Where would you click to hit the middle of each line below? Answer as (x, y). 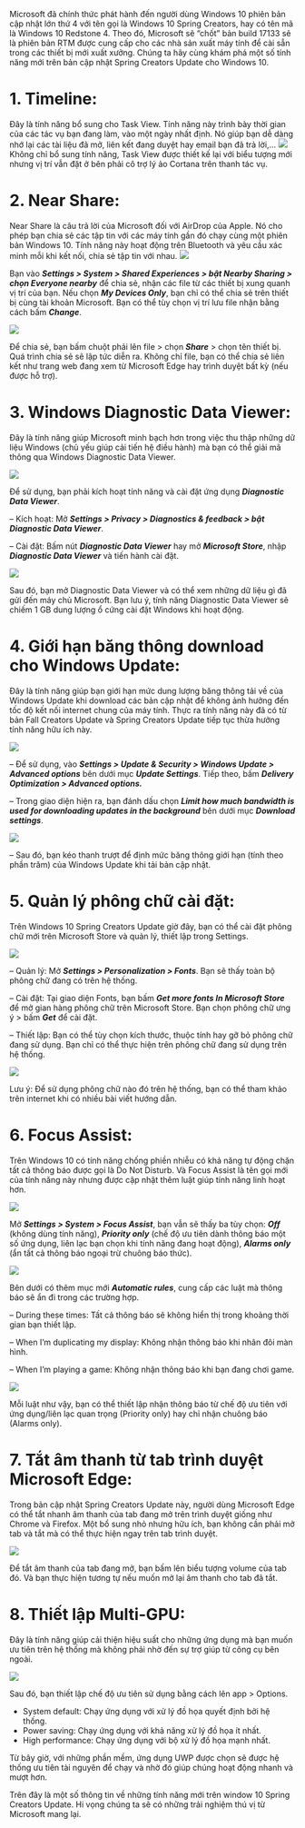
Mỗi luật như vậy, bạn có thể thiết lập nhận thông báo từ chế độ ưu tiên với (148, 1404)
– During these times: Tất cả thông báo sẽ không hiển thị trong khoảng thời (149, 1315)
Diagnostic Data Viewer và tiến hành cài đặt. (94, 555)
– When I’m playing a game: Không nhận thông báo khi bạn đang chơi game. (152, 1369)
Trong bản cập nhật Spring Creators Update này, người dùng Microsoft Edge (152, 1505)
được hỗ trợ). (34, 375)
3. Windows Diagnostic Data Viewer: (150, 412)
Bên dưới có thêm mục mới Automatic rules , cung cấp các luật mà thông (146, 1287)
